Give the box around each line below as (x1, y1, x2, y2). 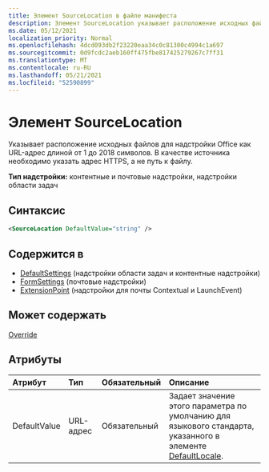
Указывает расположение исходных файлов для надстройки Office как (8, 139, 251, 149)
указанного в (168, 430, 220, 441)
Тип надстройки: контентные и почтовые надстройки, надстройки (8, 172, 238, 182)
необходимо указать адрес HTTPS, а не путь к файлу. (8, 157, 194, 166)
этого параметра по (168, 400, 247, 411)
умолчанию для (168, 410, 231, 421)
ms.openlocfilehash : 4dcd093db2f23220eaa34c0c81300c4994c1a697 (8, 42, 224, 50)
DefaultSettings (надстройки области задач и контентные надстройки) (19, 268, 261, 278)
